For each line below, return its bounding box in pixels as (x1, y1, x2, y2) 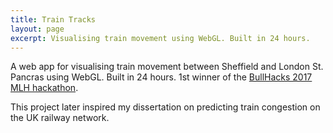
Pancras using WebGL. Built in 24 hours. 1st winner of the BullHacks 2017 (10, 71, 313, 83)
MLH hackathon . (10, 82, 79, 94)
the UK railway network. (10, 112, 110, 124)
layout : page (10, 24, 65, 34)
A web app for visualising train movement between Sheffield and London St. (10, 61, 324, 73)
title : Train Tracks (10, 14, 97, 25)
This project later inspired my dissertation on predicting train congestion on (10, 101, 321, 113)
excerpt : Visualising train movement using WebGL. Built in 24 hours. (10, 33, 311, 43)
